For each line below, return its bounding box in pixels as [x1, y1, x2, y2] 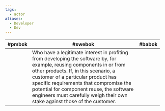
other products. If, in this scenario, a [32, 67, 115, 74]
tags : [5, 7, 16, 12]
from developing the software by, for [32, 55, 117, 62]
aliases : [5, 16, 23, 21]
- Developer [9, 21, 34, 26]
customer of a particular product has [32, 74, 117, 81]
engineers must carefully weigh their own [32, 92, 128, 99]
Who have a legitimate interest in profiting [32, 49, 129, 56]
